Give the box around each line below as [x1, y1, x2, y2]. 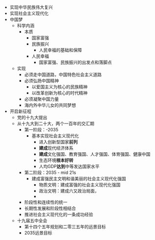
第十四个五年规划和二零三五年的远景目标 [24, 224, 106, 229]
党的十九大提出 [17, 115, 47, 120]
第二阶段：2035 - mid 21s [24, 169, 76, 175]
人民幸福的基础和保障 [39, 47, 82, 53]
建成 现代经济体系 [39, 145, 73, 151]
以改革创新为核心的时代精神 [31, 90, 88, 96]
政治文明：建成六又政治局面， [39, 188, 99, 193]
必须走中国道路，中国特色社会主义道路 [24, 72, 102, 77]
